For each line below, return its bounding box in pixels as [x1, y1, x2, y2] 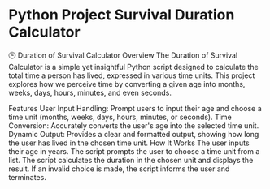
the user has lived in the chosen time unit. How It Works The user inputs [8, 138, 250, 148]
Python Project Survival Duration [8, 6, 235, 24]
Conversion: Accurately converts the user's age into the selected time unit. [8, 120, 259, 131]
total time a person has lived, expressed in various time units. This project [8, 71, 255, 80]
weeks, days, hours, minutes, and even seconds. [8, 88, 172, 97]
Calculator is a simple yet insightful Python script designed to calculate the [8, 62, 259, 71]
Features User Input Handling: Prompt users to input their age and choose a [8, 103, 262, 113]
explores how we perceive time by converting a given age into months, [8, 79, 246, 88]
